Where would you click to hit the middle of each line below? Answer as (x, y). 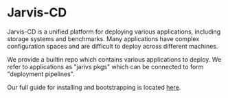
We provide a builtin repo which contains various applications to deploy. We (114, 59)
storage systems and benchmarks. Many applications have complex (103, 38)
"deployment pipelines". (41, 74)
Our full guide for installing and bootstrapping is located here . (94, 87)
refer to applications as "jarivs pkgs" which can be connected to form (105, 66)
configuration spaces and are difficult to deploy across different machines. (113, 46)
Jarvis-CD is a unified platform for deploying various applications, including (114, 32)
